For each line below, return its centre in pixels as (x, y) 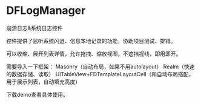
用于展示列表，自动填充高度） (43, 82)
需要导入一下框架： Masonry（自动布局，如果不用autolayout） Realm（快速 (100, 67)
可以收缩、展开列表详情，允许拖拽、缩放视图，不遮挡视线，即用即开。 (94, 54)
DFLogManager (46, 11)
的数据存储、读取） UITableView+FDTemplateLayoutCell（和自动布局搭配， (100, 74)
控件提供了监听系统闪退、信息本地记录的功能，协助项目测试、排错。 (91, 41)
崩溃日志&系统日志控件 (35, 28)
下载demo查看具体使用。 (37, 94)
